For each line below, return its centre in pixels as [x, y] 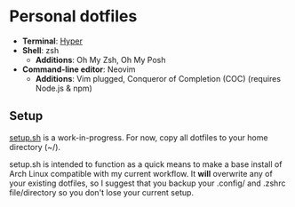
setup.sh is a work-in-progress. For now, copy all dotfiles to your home [139, 137]
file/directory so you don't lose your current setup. [101, 192]
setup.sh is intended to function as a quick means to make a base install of [146, 164]
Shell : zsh [40, 50]
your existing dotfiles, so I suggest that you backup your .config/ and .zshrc [147, 183]
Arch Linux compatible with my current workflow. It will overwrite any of [141, 173]
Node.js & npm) [64, 88]
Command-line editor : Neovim [79, 69]
